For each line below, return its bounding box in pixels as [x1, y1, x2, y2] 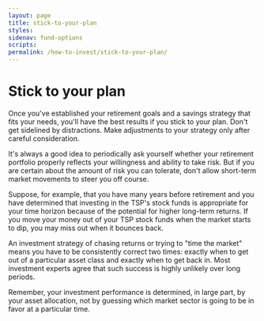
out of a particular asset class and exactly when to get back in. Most [8, 255, 231, 265]
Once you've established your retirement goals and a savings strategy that [8, 108, 251, 118]
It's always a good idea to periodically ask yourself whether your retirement [8, 149, 255, 158]
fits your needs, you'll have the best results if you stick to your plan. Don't [8, 116, 248, 127]
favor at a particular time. [8, 304, 91, 313]
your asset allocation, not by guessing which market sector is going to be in [8, 296, 255, 305]
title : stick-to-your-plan [8, 19, 97, 27]
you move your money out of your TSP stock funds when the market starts [8, 214, 251, 224]
